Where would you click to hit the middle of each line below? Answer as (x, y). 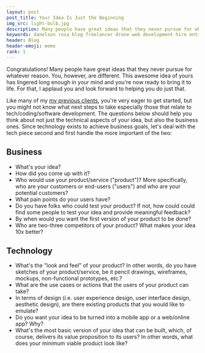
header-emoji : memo (31, 46)
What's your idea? (38, 167)
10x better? (29, 231)
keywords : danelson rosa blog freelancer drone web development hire (97, 35)
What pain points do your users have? (63, 199)
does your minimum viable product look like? (71, 343)
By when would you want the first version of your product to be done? (103, 219)
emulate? (27, 311)
